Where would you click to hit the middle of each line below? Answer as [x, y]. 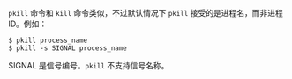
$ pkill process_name [48, 40]
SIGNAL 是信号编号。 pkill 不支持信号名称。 [89, 65]
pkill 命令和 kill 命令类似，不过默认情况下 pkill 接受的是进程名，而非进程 [146, 13]
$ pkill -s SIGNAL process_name [67, 48]
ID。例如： [28, 24]
